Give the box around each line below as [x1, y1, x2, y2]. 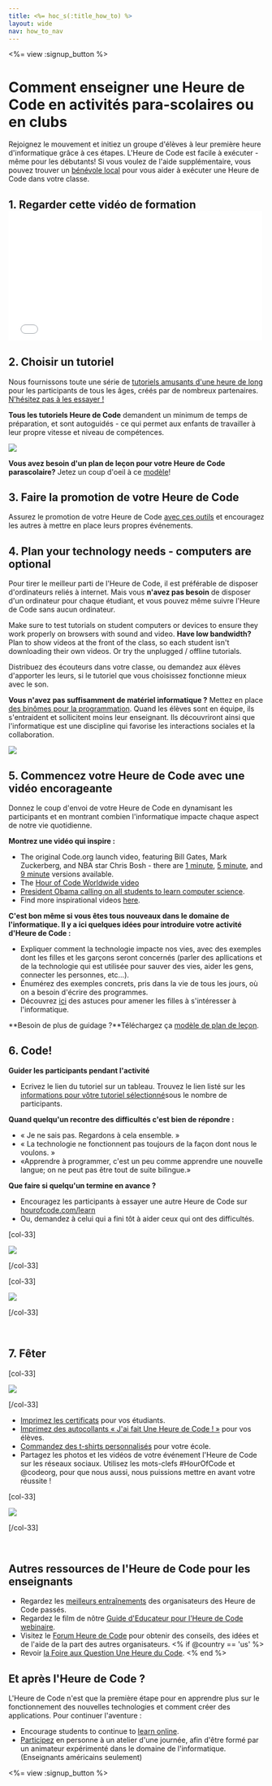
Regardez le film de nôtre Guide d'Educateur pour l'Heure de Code [19, 1613, 244, 1623]
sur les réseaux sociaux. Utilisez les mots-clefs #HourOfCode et [19, 1459, 235, 1468]
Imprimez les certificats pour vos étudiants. [19, 1415, 166, 1425]
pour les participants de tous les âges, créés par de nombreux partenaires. [8, 385, 258, 395]
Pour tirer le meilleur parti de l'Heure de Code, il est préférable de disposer [8, 579, 258, 589]
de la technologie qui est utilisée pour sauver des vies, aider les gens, [19, 961, 254, 971]
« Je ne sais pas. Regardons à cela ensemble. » [19, 1130, 180, 1140]
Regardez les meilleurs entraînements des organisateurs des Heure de [19, 1596, 256, 1606]
